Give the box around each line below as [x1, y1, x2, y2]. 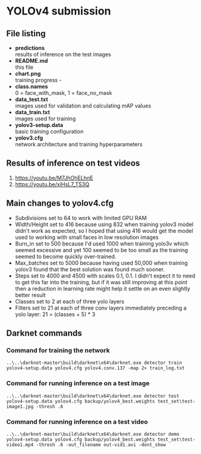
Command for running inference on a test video [6, 417, 148, 426]
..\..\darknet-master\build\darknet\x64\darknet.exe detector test [6, 393, 180, 399]
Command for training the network [6, 346, 110, 354]
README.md [14, 57, 48, 64]
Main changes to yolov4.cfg [6, 198, 114, 209]
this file [14, 63, 34, 71]
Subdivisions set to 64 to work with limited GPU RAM [14, 214, 147, 221]
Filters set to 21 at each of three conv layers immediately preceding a [14, 304, 187, 311]
